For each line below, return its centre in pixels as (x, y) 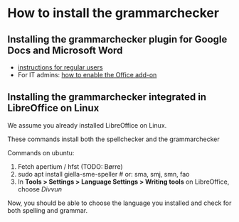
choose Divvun (40, 189)
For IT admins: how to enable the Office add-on (87, 75)
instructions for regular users (60, 67)
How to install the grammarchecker (113, 13)
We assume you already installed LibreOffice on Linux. (87, 125)
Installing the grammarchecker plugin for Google (117, 39)
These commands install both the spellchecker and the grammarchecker (113, 139)
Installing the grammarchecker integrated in (107, 97)
